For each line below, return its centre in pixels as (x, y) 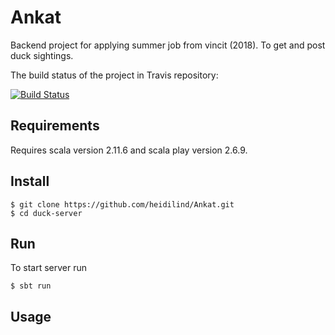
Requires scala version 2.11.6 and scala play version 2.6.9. (129, 150)
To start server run (49, 268)
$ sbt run (31, 286)
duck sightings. (42, 55)
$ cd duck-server (46, 213)
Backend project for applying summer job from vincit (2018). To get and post (168, 45)
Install (30, 181)
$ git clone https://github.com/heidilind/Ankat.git (122, 204)
